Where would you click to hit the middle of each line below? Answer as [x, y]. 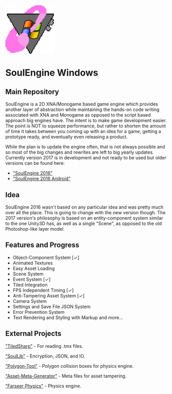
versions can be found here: [35, 163]
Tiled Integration [30, 285]
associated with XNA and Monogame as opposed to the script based [78, 115]
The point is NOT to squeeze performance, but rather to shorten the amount [85, 126]
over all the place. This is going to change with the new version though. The [85, 212]
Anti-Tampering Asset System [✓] [49, 295]
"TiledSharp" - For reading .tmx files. [44, 346]
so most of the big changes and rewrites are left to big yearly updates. [80, 152]
